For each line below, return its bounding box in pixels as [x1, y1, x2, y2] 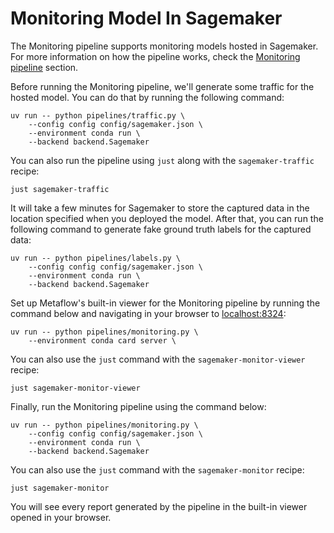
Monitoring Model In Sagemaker [10, 7, 283, 30]
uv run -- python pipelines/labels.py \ [10, 253, 182, 263]
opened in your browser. [10, 511, 112, 523]
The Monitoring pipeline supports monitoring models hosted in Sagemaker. [10, 40, 319, 52]
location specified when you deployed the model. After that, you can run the [10, 212, 324, 224]
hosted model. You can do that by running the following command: [10, 91, 285, 103]
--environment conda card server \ [28, 335, 177, 346]
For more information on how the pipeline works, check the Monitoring [10, 50, 301, 62]
